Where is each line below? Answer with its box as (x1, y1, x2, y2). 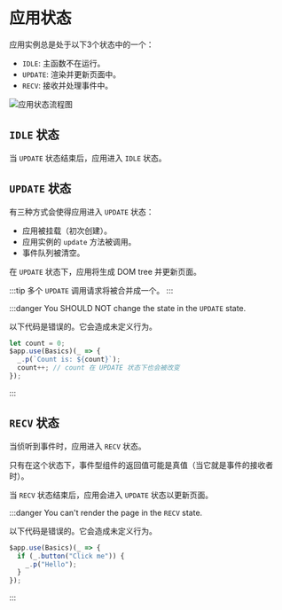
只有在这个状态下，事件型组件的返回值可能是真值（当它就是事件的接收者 (9, 459, 273, 470)
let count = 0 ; (9, 339, 66, 348)
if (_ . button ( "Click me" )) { (17, 551, 125, 560)
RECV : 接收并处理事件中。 (21, 80, 114, 90)
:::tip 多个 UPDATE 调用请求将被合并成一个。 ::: (9, 285, 174, 295)
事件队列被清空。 (21, 247, 85, 258)
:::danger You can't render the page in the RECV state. (9, 507, 203, 518)
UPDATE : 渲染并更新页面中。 (21, 68, 121, 80)
